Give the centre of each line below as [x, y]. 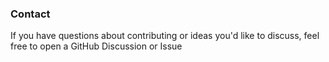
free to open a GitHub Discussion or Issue [96, 46]
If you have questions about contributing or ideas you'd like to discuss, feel [165, 36]
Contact [30, 14]
